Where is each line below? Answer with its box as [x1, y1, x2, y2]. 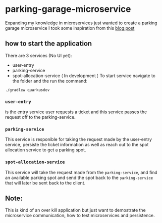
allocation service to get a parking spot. [5, 147, 86, 153]
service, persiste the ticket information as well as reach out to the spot [5, 142, 149, 148]
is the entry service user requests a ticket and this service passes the [5, 109, 147, 115]
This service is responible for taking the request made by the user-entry [5, 136, 152, 142]
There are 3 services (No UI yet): [5, 52, 72, 58]
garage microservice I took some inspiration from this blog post [5, 25, 135, 31]
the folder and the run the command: [12, 78, 88, 84]
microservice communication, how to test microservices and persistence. [5, 213, 155, 219]
